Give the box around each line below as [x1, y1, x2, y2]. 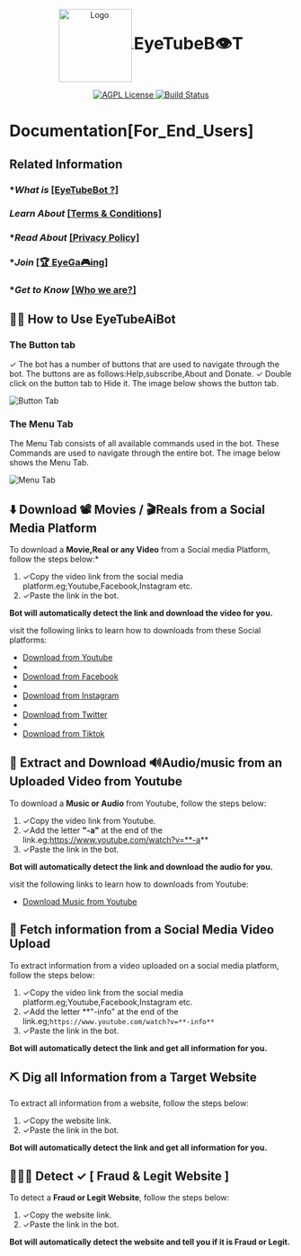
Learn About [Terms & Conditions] [9, 208, 162, 220]
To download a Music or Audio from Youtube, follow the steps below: [9, 798, 267, 809]
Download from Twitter [22, 709, 108, 720]
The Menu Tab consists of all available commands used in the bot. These [9, 438, 280, 449]
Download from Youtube [22, 651, 113, 662]
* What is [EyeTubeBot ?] [9, 183, 120, 196]
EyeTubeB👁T [133, 32, 244, 54]
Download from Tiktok [22, 728, 105, 739]
